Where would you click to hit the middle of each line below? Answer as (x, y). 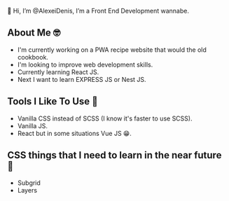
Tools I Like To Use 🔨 (53, 102)
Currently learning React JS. (58, 72)
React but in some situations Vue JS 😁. (74, 133)
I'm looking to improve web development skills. (85, 64)
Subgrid (29, 183)
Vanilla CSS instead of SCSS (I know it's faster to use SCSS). (105, 118)
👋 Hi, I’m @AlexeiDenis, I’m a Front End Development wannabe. (98, 11)
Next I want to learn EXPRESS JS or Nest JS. (82, 79)
